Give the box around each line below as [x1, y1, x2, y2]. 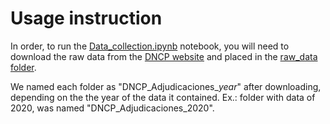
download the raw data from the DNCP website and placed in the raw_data [10, 50, 318, 62]
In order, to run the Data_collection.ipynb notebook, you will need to [10, 40, 290, 52]
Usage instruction [10, 7, 163, 30]
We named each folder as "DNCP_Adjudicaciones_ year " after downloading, [10, 80, 322, 92]
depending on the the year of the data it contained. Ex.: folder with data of [10, 91, 316, 103]
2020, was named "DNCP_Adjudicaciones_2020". [10, 102, 215, 114]
